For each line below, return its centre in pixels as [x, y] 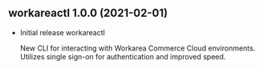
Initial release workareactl [63, 32]
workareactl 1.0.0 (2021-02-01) [88, 13]
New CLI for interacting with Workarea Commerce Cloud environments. [138, 48]
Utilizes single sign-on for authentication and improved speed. [123, 56]
